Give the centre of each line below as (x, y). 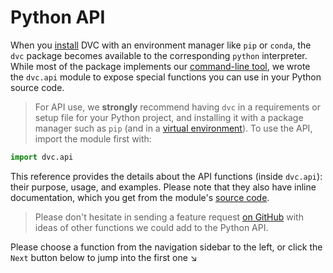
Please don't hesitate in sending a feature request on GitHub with (169, 217)
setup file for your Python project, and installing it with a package (169, 117)
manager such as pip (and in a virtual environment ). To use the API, (173, 128)
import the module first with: (93, 138)
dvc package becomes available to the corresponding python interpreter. (159, 55)
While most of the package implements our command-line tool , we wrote (160, 66)
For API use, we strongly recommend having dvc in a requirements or (177, 107)
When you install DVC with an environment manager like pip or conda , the (161, 45)
